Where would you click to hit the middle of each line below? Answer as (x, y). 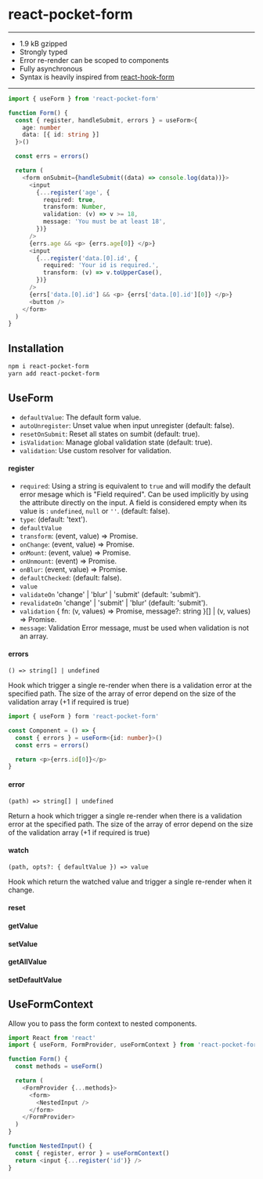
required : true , (69, 200)
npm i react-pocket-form (49, 367)
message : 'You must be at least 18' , (104, 222)
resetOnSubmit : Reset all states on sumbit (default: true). (110, 434)
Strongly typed (43, 52)
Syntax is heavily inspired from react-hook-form (97, 77)
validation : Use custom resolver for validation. (95, 450)
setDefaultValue (35, 979)
